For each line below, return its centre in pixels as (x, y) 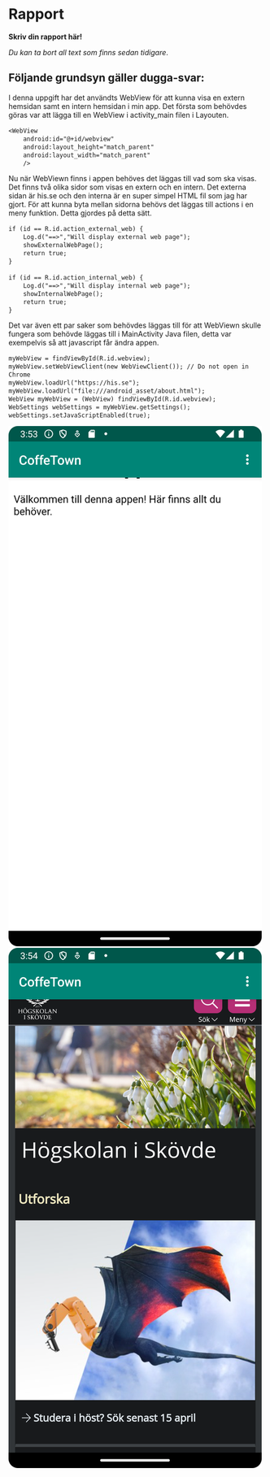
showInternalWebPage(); (63, 293)
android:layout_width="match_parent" (87, 155)
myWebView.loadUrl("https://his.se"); (74, 383)
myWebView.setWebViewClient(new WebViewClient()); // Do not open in (129, 367)
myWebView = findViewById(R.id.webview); (80, 358)
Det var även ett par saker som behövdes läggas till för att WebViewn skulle (135, 325)
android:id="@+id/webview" (69, 139)
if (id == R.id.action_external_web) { (76, 228)
